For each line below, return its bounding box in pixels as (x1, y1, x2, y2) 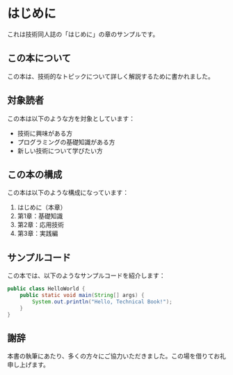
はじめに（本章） (17, 203, 67, 212)
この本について (7, 52, 72, 64)
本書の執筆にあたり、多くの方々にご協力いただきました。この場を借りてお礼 (7, 352, 226, 360)
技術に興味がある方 (17, 129, 73, 137)
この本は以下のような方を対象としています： (7, 114, 136, 122)
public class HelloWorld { (7, 285, 86, 292)
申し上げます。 (7, 360, 50, 369)
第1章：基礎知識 (17, 212, 63, 221)
